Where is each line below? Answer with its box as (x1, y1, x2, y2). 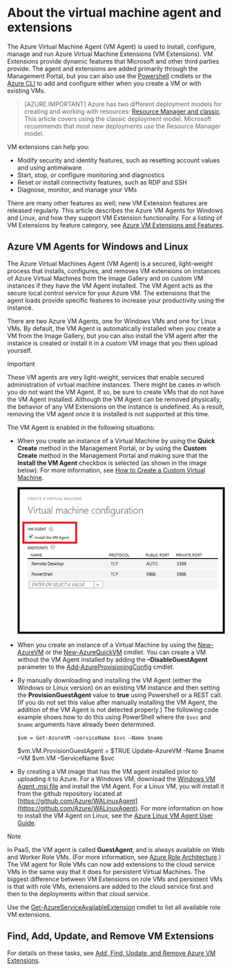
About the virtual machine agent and (7, 5, 222, 21)
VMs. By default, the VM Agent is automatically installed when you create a (7, 324, 221, 333)
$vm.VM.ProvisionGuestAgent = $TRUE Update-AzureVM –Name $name (17, 747, 224, 755)
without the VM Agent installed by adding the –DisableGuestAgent (17, 656, 208, 664)
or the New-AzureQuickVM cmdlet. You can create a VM (45, 648, 206, 656)
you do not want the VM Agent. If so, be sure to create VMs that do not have (7, 387, 224, 396)
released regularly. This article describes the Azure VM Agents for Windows (7, 206, 223, 214)
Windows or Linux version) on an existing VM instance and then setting (17, 683, 220, 692)
